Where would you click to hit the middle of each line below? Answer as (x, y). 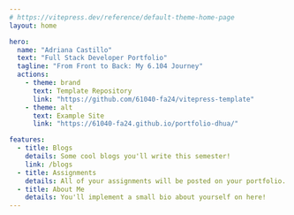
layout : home (33, 26)
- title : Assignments (57, 173)
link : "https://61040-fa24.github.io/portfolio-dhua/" (136, 124)
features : (27, 140)
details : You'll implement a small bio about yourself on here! (146, 197)
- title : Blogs (45, 148)
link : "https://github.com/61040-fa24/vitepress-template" (143, 99)
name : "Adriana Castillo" (65, 50)
